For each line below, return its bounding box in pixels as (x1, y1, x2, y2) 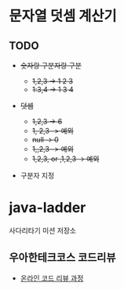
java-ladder (9, 199, 86, 217)
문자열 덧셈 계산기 (9, 7, 117, 25)
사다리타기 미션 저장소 (9, 226, 77, 235)
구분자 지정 (20, 171, 55, 180)
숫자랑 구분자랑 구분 (20, 61, 82, 70)
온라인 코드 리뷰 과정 (20, 273, 84, 283)
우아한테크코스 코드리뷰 (9, 251, 116, 264)
